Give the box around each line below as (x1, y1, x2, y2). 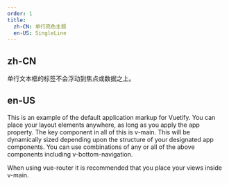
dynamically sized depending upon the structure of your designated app (7, 135, 214, 143)
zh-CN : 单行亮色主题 (13, 23, 67, 30)
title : (7, 17, 26, 24)
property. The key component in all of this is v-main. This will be (7, 127, 191, 136)
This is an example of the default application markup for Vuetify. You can (7, 113, 216, 121)
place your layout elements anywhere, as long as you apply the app (7, 121, 200, 129)
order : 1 (7, 10, 33, 17)
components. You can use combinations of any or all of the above (7, 143, 196, 151)
